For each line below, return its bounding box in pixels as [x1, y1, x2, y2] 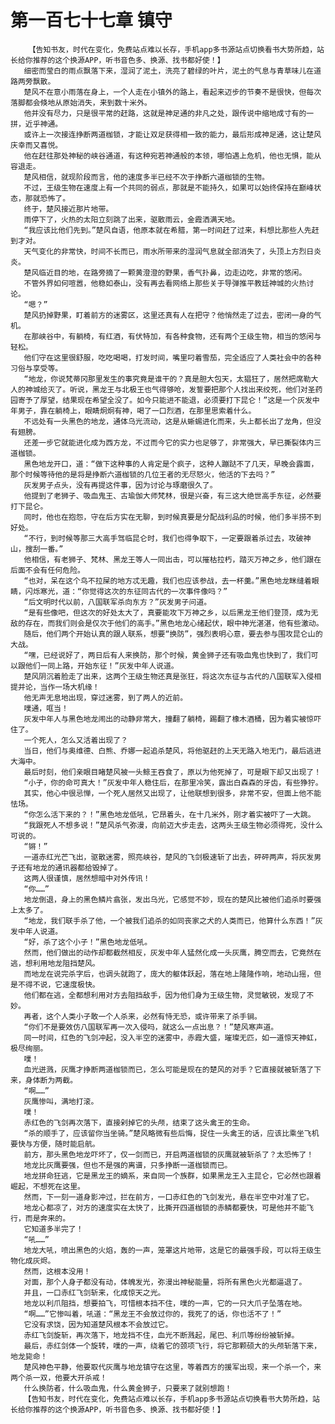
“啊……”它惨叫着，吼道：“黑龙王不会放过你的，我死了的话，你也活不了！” [23, 1309, 282, 1319]
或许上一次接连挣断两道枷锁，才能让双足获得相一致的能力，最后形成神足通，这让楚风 [23, 129, 322, 140]
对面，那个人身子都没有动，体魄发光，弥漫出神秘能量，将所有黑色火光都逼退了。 [23, 1277, 307, 1287]
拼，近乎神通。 [10, 119, 63, 129]
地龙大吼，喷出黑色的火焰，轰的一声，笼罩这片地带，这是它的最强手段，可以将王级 [23, 1245, 315, 1255]
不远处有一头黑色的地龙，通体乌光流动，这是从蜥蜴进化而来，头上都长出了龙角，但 [23, 416, 315, 426]
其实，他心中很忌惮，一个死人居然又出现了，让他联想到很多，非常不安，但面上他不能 [23, 788, 322, 798]
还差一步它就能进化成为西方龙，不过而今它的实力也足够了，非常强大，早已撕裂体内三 [23, 437, 322, 448]
